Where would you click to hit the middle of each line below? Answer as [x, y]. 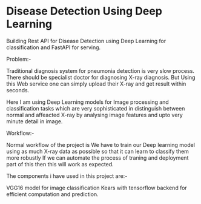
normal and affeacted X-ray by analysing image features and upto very [94, 115]
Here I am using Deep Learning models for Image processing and [88, 102]
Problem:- [19, 59]
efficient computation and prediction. [52, 194]
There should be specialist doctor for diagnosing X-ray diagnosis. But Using [101, 77]
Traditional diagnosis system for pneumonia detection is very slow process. [100, 70]
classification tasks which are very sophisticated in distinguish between [96, 108]
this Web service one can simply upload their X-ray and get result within [96, 84]
